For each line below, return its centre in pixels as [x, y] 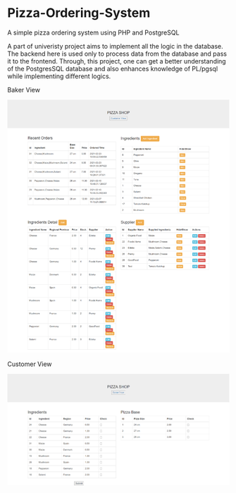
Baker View [24, 90]
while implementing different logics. [59, 76]
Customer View [30, 364]
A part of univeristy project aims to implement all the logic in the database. [115, 46]
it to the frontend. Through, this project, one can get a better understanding [117, 61]
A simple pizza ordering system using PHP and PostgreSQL [93, 32]
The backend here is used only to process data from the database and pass [117, 54]
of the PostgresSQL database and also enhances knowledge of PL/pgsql [113, 68]
